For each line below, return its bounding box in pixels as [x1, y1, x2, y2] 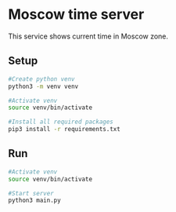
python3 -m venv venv [8, 82, 79, 90]
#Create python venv [8, 75, 76, 83]
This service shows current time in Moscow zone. [8, 31, 169, 41]
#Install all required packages [8, 118, 113, 126]
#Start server [8, 189, 55, 197]
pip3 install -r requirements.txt [8, 126, 121, 133]
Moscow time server [8, 5, 145, 24]
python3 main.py [8, 196, 61, 205]
